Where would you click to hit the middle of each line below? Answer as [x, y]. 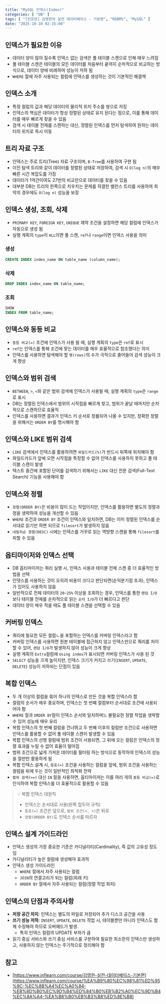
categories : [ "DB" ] [27, 14]
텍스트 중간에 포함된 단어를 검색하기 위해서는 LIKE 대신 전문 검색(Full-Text [83, 471]
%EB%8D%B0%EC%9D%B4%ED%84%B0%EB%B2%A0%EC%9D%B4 [86, 992]
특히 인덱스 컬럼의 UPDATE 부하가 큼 [55, 933]
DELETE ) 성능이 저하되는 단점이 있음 [46, 666]
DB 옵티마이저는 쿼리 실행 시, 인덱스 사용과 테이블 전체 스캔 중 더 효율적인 [83, 568]
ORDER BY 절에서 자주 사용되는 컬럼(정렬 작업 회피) [68, 884]
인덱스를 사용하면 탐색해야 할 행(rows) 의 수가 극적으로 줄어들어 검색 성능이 [84, 355]
